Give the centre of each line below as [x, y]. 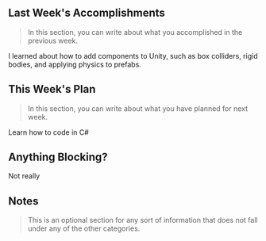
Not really [24, 176]
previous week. [52, 40]
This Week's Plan [52, 89]
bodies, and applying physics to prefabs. [75, 64]
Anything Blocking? [58, 157]
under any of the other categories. [84, 228]
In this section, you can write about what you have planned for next [138, 108]
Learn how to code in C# [49, 132]
